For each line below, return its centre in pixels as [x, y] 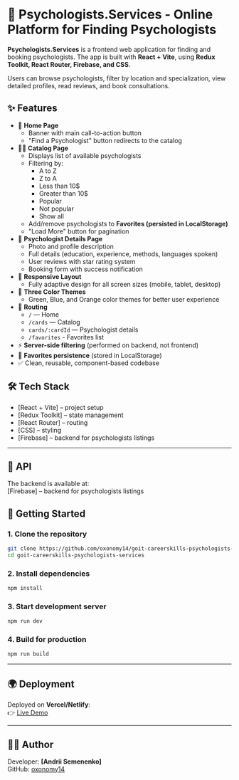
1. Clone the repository [47, 534]
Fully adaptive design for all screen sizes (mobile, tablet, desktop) [124, 284]
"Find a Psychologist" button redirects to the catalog [105, 140]
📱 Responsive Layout [49, 276]
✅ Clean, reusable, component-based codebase [89, 363]
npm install [25, 589]
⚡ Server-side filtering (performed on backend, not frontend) [108, 345]
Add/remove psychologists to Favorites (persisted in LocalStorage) [128, 223]
